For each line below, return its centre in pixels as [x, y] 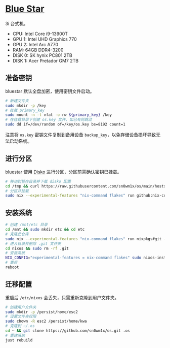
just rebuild [19, 340]
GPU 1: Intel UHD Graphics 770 [45, 39]
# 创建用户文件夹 [21, 307]
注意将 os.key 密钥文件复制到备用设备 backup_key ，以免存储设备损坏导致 [81, 135]
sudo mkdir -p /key [26, 105]
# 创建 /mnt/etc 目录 [27, 225]
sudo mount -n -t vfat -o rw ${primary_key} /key [59, 115]
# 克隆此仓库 [17, 234]
